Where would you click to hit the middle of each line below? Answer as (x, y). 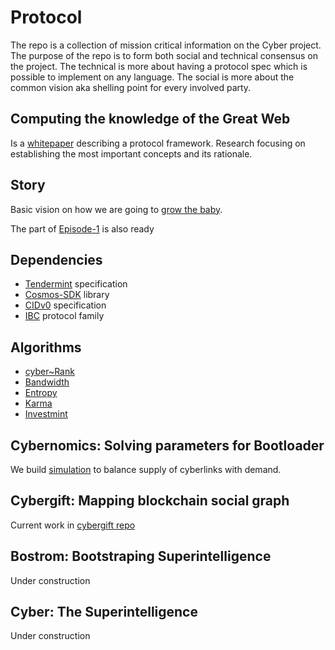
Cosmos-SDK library (67, 295)
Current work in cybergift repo (73, 525)
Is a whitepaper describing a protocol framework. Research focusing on (158, 143)
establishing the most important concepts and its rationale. (131, 153)
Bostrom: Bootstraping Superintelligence (141, 556)
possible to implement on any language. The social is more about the (152, 77)
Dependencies (56, 259)
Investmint (46, 414)
